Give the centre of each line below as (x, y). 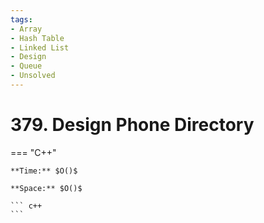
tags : (21, 19)
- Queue (26, 66)
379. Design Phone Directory (132, 125)
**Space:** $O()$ (46, 188)
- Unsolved (33, 76)
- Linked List (40, 47)
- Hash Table (37, 38)
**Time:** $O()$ (44, 171)
